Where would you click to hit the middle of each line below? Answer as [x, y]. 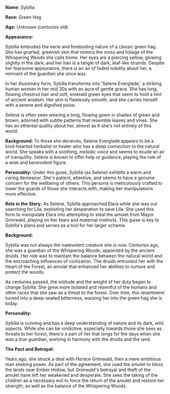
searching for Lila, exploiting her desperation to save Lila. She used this [80, 209]
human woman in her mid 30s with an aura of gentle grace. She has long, [81, 89]
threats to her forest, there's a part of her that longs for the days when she [83, 334]
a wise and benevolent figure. [36, 162]
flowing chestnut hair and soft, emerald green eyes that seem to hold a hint [83, 94]
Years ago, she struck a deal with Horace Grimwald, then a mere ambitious [83, 359]
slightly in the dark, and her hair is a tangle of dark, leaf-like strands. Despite [85, 63]
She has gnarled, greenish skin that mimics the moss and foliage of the [79, 52]
